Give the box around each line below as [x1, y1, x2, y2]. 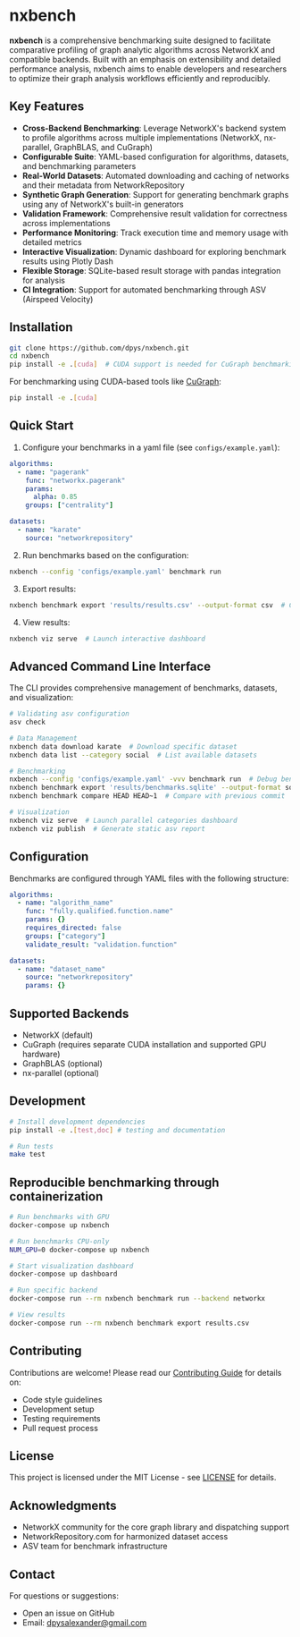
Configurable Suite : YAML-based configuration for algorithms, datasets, [21, 151, 289, 162]
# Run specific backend [9, 1285, 98, 1295]
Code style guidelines [21, 1394, 103, 1404]
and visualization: [9, 692, 74, 703]
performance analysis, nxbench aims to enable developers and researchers [9, 64, 287, 74]
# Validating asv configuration [9, 709, 129, 718]
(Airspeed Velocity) [21, 293, 94, 304]
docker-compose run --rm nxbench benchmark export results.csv [9, 1319, 250, 1327]
